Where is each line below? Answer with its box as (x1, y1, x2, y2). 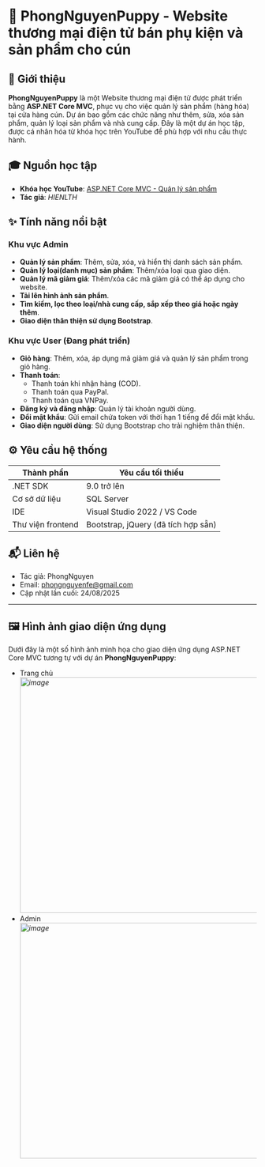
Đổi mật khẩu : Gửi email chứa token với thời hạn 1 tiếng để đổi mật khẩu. (19, 412, 256, 421)
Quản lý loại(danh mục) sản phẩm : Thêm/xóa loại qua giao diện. (19, 265, 230, 275)
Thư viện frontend (12, 519, 79, 530)
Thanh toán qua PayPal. (31, 387, 109, 396)
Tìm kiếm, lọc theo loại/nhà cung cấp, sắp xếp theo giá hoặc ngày (19, 299, 239, 308)
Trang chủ (19, 668, 54, 678)
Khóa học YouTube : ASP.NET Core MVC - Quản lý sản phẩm (19, 183, 218, 193)
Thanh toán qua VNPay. (31, 395, 109, 405)
